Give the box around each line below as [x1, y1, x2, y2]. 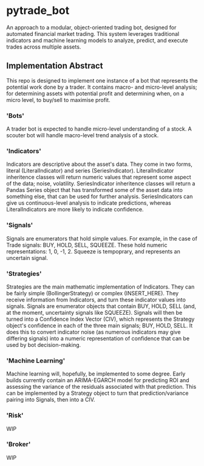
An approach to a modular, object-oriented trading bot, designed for [6, 24, 177, 31]
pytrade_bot [6, 4, 70, 18]
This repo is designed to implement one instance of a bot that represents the [6, 77, 198, 84]
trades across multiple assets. [6, 43, 81, 50]
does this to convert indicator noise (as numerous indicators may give [6, 328, 181, 335]
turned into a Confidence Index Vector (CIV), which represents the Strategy [6, 315, 195, 323]
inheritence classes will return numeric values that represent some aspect [6, 174, 191, 181]
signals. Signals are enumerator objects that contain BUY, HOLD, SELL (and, [6, 302, 196, 310]
